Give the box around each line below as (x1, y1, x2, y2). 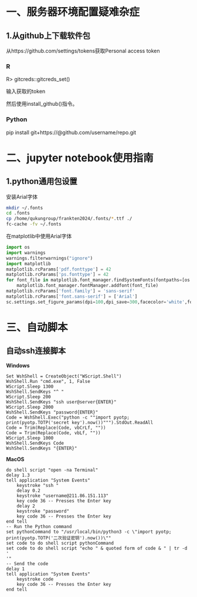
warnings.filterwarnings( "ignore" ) (6, 255, 93, 261)
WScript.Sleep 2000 (6, 404, 54, 410)
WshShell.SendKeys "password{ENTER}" (6, 409, 98, 415)
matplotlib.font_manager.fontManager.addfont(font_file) (16, 283, 159, 289)
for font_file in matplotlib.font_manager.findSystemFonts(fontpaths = (6, 277, 182, 283)
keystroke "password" (16, 508, 69, 514)
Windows (6, 362, 30, 369)
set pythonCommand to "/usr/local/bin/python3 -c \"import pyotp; (6, 529, 172, 535)
